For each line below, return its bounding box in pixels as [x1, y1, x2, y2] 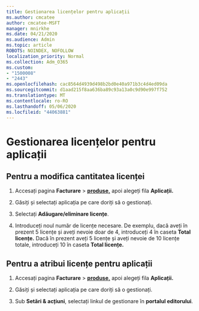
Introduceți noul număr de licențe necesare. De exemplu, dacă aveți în [14, 222, 188, 230]
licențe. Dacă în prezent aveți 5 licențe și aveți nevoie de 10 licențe [14, 235, 180, 242]
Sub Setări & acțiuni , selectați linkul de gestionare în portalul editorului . [14, 298, 194, 305]
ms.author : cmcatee [6, 14, 55, 20]
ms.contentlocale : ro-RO [6, 98, 68, 104]
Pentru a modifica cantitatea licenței [6, 171, 145, 182]
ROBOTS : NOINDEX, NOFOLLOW [6, 48, 74, 54]
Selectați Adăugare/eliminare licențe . [14, 210, 109, 218]
